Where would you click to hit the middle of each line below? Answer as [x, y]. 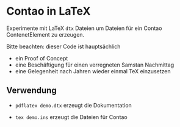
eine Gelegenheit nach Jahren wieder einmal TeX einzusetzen [93, 71]
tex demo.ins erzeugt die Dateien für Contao [71, 117]
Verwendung [31, 91]
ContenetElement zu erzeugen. [45, 34]
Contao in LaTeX [49, 11]
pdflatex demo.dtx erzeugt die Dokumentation [74, 105]
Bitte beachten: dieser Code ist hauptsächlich [63, 46]
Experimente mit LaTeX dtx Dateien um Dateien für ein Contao [84, 28]
